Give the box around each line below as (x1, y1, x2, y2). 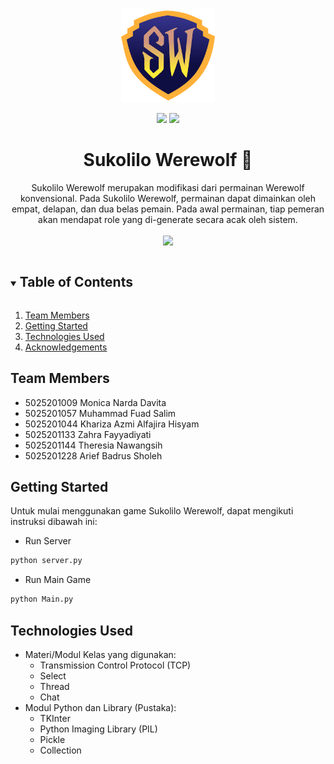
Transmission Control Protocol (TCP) (39, 659, 192, 671)
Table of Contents (19, 274, 133, 291)
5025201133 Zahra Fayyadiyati (24, 428, 152, 440)
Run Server (24, 535, 72, 547)
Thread (39, 680, 70, 692)
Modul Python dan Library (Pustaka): (24, 701, 177, 713)
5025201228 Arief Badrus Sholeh (24, 449, 163, 462)
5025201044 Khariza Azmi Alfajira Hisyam (24, 418, 200, 430)
